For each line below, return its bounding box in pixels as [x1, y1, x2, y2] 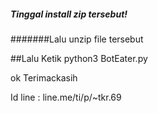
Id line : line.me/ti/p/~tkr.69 [10, 91, 122, 103]
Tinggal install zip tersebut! [10, 8, 128, 20]
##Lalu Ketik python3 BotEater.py [10, 52, 148, 64]
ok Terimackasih [10, 71, 78, 84]
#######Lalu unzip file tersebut [10, 33, 144, 45]
